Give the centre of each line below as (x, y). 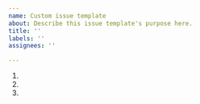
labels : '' (27, 38)
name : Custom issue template (57, 16)
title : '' (25, 31)
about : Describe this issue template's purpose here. (101, 23)
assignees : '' (32, 46)
